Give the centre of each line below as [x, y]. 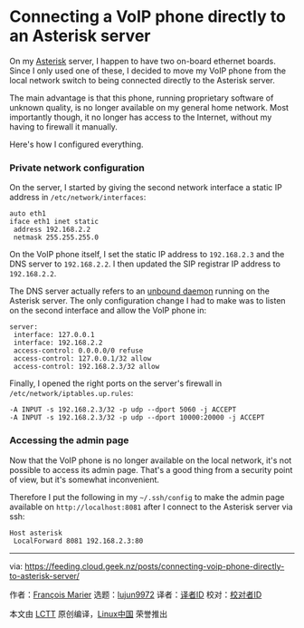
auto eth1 [28, 214]
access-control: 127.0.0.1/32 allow [82, 359]
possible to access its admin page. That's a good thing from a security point [151, 469]
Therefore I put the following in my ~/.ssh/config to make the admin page [147, 497]
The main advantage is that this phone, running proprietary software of [142, 98]
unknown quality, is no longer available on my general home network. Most [149, 107]
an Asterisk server [80, 36]
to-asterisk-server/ [44, 575]
